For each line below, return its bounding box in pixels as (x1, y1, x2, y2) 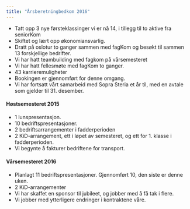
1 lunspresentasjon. (14, 113, 61, 120)
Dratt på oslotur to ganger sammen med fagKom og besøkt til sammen (14, 43, 184, 50)
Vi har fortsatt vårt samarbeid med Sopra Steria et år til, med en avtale (14, 80, 184, 88)
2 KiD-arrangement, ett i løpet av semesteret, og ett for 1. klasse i (14, 132, 172, 139)
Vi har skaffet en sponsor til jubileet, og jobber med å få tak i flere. (14, 190, 174, 197)
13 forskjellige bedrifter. (14, 49, 71, 56)
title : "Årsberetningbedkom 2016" (6, 8, 91, 15)
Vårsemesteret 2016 (6, 158, 57, 165)
